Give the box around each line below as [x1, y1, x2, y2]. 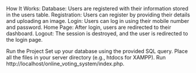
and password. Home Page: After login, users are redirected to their [6, 24, 172, 31]
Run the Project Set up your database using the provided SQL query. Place [6, 48, 188, 55]
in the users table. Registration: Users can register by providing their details [6, 11, 191, 18]
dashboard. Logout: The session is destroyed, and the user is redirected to [6, 30, 188, 37]
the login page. [6, 36, 43, 43]
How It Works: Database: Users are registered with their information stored [6, 5, 188, 12]
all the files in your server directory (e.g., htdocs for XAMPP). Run [6, 54, 166, 61]
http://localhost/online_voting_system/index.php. [6, 60, 125, 67]
